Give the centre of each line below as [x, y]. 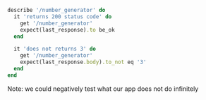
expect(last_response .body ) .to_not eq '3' [83, 62]
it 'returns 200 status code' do [63, 17]
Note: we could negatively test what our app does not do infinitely [103, 89]
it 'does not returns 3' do [55, 49]
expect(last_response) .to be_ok [67, 30]
